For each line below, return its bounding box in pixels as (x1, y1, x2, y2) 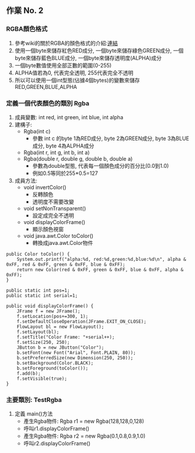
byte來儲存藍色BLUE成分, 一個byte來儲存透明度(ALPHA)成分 (14, 54, 162, 61)
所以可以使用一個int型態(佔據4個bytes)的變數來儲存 (14, 76, 140, 84)
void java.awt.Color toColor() (23, 232, 93, 239)
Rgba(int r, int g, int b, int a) (23, 149, 90, 156)
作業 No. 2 (6, 5, 44, 16)
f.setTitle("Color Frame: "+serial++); (17, 334, 115, 340)
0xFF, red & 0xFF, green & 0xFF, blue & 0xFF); (6, 261, 126, 267)
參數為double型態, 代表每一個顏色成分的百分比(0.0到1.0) (32, 162, 170, 169)
